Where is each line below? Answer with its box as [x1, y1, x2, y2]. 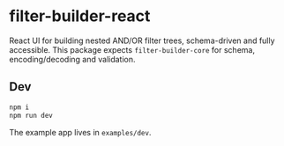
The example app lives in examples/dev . [9, 127, 152, 137]
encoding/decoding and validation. [9, 54, 136, 64]
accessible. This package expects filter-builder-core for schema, [9, 44, 256, 55]
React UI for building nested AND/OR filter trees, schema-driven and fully [9, 35, 275, 46]
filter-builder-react [9, 6, 151, 26]
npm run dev [9, 111, 53, 120]
